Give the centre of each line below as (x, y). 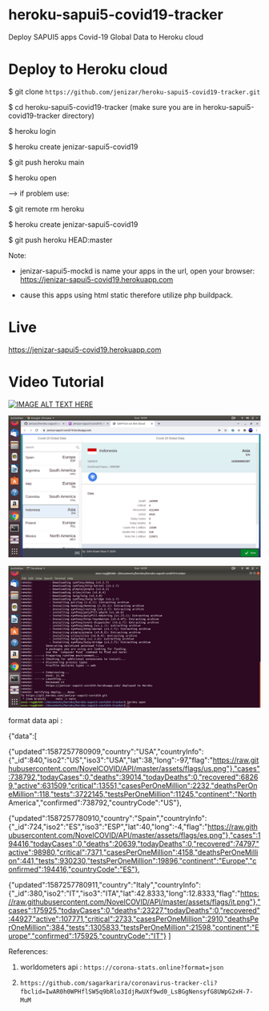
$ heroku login (32, 131)
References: (28, 951)
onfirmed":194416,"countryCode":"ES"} (73, 869)
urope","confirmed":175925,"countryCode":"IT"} (87, 936)
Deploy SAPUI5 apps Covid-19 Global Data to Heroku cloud (106, 37)
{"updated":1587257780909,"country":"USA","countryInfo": (106, 751)
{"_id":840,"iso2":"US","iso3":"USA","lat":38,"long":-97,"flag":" (111, 760)
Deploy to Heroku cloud (88, 69)
